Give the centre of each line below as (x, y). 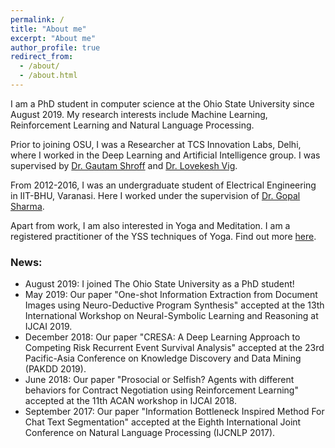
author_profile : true (55, 47)
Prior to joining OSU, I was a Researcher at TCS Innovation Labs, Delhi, (156, 144)
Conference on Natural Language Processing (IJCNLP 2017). (150, 433)
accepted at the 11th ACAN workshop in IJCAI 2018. (130, 401)
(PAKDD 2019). (55, 369)
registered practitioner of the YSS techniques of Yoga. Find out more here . (163, 236)
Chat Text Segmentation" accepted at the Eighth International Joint (163, 422)
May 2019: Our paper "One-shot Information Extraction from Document (171, 295)
